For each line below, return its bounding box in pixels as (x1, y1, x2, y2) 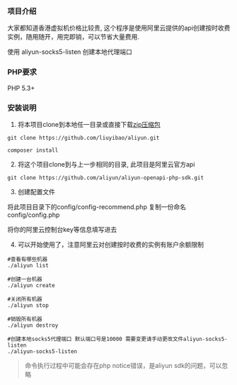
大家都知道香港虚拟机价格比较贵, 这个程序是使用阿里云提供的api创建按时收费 (7, 23, 231, 33)
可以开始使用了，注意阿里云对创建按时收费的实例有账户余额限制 (17, 240, 204, 249)
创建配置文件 (17, 187, 55, 196)
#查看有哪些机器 (7, 255, 48, 263)
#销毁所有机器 (7, 316, 42, 323)
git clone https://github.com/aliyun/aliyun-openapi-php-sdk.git (7, 174, 204, 182)
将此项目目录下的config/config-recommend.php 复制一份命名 (7, 202, 186, 211)
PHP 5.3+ (7, 84, 35, 92)
